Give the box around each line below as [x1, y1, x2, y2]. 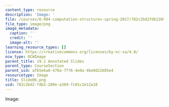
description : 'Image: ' [5, 12, 55, 17]
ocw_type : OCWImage [5, 54, 46, 59]
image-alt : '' [10, 40, 39, 45]
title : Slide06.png [5, 77, 46, 82]
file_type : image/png [5, 21, 51, 27]
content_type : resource [5, 7, 55, 13]
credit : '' [10, 36, 33, 41]
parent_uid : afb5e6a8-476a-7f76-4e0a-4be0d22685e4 [5, 68, 114, 73]
